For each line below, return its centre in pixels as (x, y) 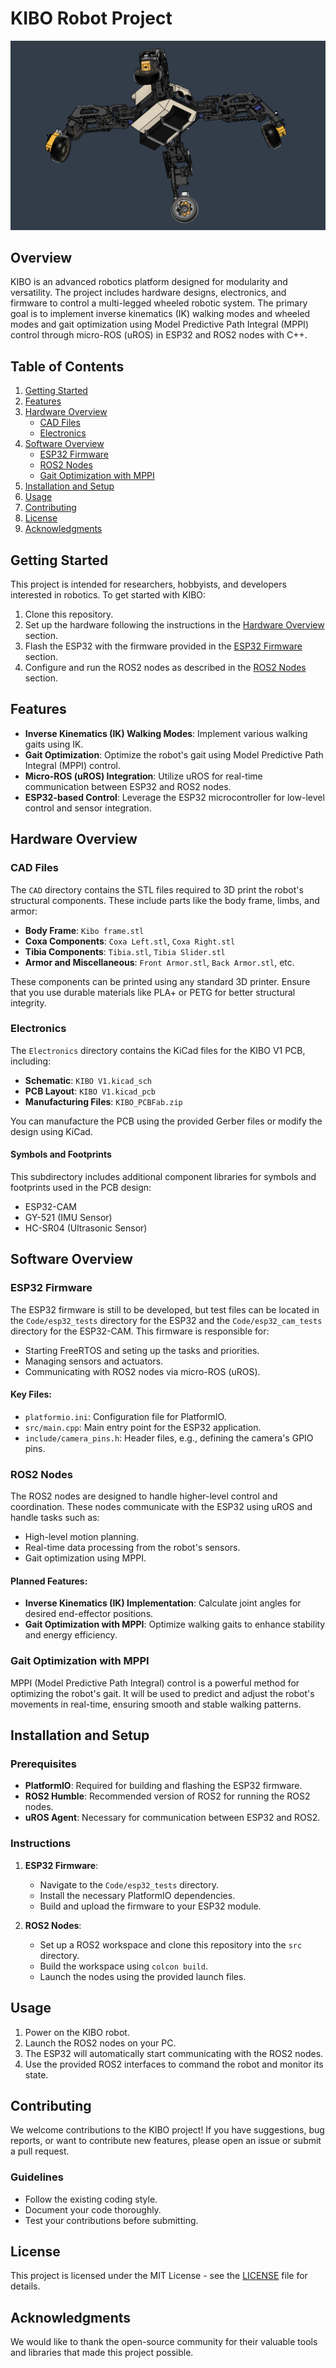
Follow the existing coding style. (91, 2199)
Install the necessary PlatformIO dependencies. (137, 1895)
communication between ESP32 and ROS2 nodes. (128, 786)
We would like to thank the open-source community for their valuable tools (164, 2342)
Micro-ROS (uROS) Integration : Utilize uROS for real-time (143, 776)
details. (25, 2286)
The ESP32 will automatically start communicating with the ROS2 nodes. (174, 2053)
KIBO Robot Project (91, 18)
